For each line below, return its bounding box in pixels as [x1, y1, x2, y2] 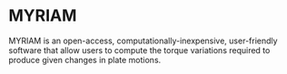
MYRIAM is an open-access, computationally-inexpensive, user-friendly [8, 35, 278, 46]
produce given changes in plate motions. [8, 54, 162, 65]
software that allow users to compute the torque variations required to [8, 44, 271, 55]
